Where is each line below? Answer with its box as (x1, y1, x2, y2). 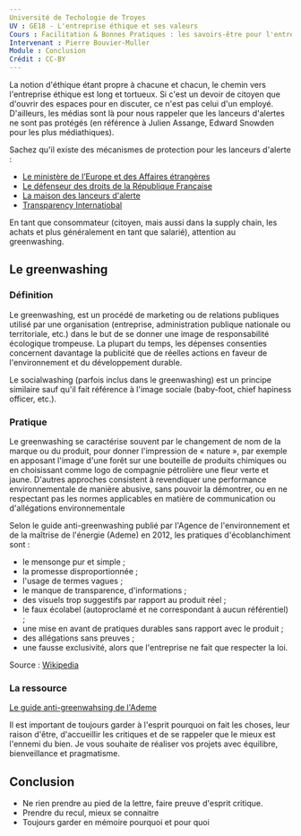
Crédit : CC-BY (9, 55, 66, 64)
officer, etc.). (9, 393, 56, 404)
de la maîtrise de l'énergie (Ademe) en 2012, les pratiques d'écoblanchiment (9, 530, 291, 540)
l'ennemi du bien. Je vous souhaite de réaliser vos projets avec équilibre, (9, 738, 279, 749)
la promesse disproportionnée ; (21, 565, 139, 576)
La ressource (9, 682, 67, 694)
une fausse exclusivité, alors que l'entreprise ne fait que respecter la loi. (21, 642, 288, 652)
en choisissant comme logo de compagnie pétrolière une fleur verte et (9, 464, 269, 475)
